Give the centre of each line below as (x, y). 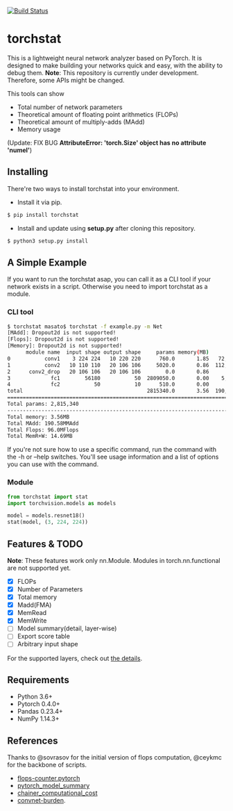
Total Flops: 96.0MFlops (43, 430)
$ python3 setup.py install (48, 241)
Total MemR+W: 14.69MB (40, 436)
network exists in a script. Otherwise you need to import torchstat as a (107, 287)
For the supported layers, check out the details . (75, 658)
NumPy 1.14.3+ (38, 719)
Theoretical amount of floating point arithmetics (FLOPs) (98, 114)
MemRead (32, 613)
